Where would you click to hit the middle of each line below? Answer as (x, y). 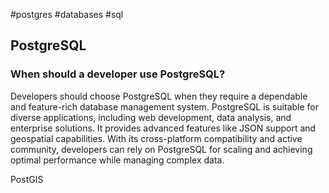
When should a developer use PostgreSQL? (118, 74)
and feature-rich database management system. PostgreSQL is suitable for (165, 106)
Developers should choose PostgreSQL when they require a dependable (159, 96)
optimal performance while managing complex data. (117, 160)
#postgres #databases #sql (67, 14)
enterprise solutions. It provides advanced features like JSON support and (163, 128)
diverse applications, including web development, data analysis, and (151, 117)
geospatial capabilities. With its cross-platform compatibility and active (156, 138)
